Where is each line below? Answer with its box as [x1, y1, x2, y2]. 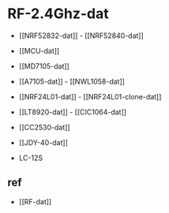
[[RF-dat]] [18, 196, 52, 206]
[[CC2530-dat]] [18, 122, 70, 132]
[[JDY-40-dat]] [18, 137, 69, 147]
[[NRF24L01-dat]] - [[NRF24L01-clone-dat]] [18, 92, 162, 101]
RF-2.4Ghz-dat [7, 5, 109, 23]
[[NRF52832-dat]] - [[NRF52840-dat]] [18, 31, 144, 40]
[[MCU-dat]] [18, 46, 60, 55]
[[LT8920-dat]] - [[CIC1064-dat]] [18, 107, 127, 117]
